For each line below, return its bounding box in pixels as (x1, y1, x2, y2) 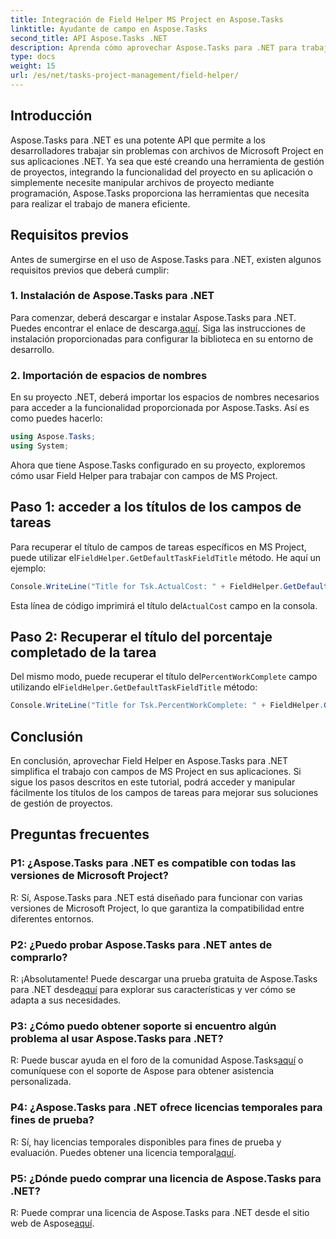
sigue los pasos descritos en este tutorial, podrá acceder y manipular (10, 776, 296, 788)
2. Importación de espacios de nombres (10, 368, 208, 382)
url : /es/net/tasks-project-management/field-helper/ (10, 71, 240, 81)
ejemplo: (10, 562, 47, 574)
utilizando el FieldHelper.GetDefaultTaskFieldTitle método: (10, 681, 258, 693)
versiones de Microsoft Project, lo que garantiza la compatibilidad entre (10, 902, 305, 914)
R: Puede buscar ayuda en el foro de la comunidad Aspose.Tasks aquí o (10, 1054, 304, 1066)
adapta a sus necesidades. (10, 994, 122, 1006)
